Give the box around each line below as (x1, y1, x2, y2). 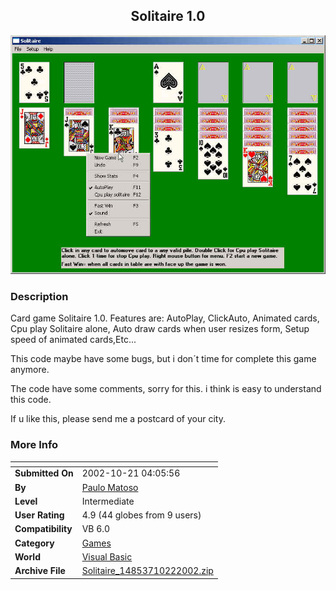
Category (14, 537, 55, 549)
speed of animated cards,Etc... (10, 334, 137, 346)
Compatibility (14, 523, 73, 535)
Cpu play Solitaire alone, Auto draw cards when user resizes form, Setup (10, 323, 310, 335)
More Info (10, 438, 59, 452)
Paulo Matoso (81, 481, 139, 493)
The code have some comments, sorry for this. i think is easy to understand (10, 383, 322, 395)
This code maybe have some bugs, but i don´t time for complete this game (10, 353, 317, 365)
